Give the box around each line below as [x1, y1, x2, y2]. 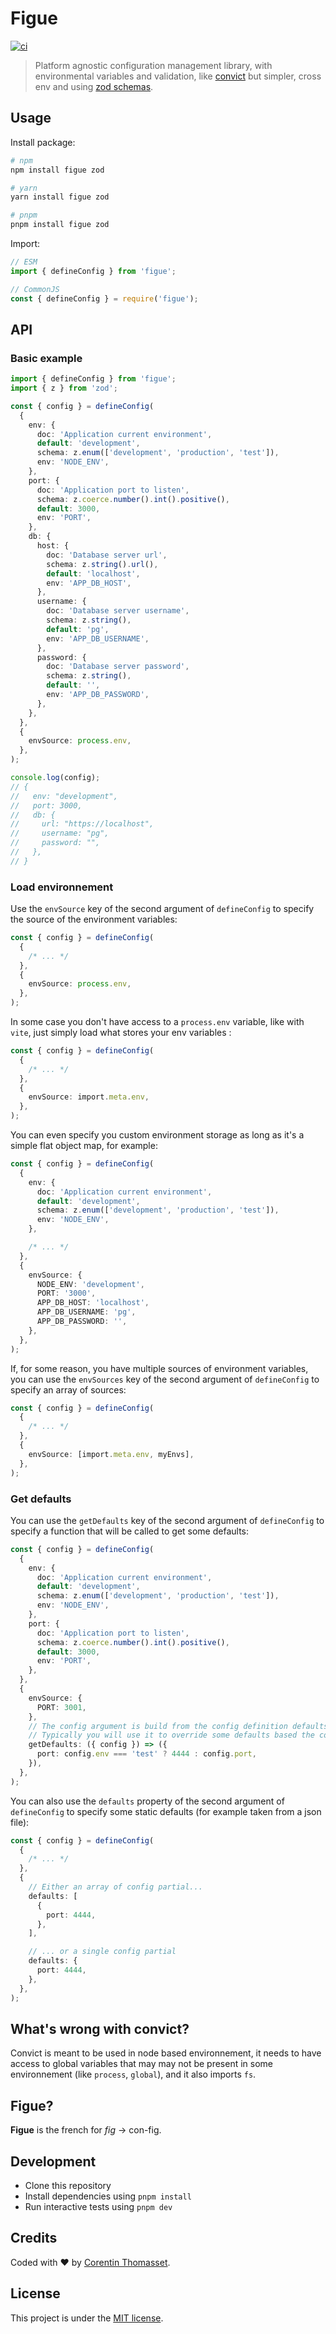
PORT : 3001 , [36, 1702, 87, 1712]
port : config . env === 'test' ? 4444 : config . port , [36, 1749, 257, 1759]
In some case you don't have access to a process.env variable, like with [10, 1016, 305, 1028]
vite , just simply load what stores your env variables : [10, 1027, 232, 1039]
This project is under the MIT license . [10, 2312, 164, 2324]
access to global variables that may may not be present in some [10, 2058, 274, 2070]
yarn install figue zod [10, 192, 110, 202]
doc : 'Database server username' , [46, 606, 190, 616]
